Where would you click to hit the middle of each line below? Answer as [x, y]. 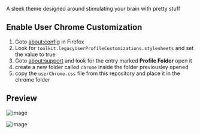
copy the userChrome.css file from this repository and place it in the [98, 73]
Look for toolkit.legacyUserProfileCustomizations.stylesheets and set [104, 48]
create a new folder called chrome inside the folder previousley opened [101, 67]
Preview [22, 99]
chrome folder [32, 79]
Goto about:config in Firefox [49, 42]
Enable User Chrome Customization [74, 27]
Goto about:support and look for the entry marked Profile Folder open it [104, 60]
